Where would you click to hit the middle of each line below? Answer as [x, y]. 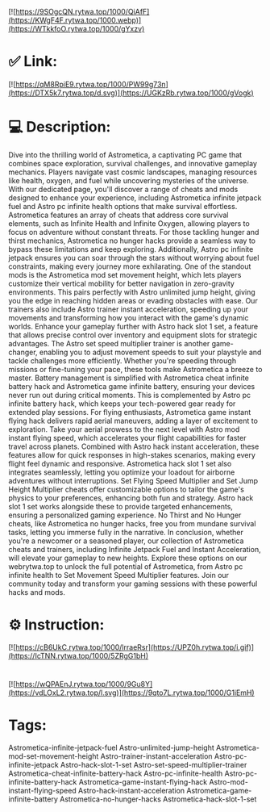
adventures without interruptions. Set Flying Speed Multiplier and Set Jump [133, 480]
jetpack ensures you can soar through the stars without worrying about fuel [134, 257]
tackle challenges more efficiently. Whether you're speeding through [122, 360]
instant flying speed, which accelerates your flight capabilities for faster [127, 437]
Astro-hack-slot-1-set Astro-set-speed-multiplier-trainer [154, 764]
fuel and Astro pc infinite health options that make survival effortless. [123, 206]
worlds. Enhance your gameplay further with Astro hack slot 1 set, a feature [133, 326]
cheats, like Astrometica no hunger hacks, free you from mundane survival [132, 523]
